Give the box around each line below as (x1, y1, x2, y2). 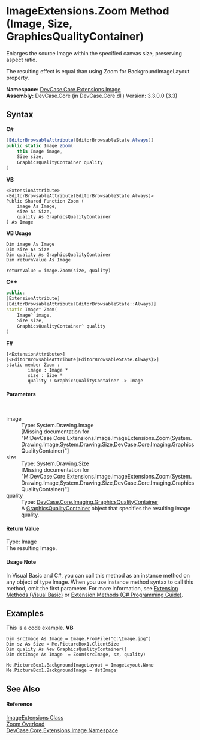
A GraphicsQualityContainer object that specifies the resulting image (21, 505, 190, 512)
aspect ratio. (6, 56, 38, 63)
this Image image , (17, 148, 63, 154)
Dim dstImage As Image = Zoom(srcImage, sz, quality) (6, 652, 146, 658)
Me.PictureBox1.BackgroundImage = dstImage (6, 667, 117, 674)
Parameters (6, 390, 36, 397)
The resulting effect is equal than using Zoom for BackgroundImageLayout (6, 67, 190, 75)
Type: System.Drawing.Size (21, 460, 89, 467)
